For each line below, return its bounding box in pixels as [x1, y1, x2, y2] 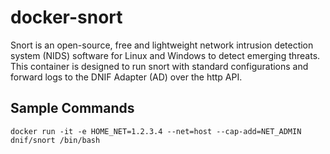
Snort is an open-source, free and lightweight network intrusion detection [10, 39, 314, 51]
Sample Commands [10, 100, 135, 117]
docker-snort [10, 6, 123, 29]
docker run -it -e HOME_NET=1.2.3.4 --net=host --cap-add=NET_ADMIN [10, 126, 302, 136]
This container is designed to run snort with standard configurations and [10, 60, 309, 72]
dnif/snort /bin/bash [10, 135, 101, 145]
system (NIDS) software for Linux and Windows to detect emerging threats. [10, 49, 321, 61]
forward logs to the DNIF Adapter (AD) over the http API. [10, 71, 243, 83]
